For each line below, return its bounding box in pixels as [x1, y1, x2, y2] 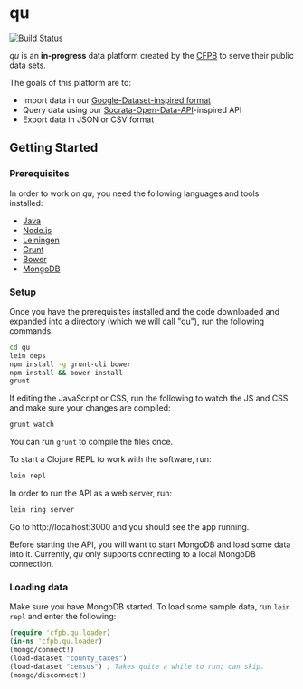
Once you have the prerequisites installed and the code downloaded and [9, 306, 280, 316]
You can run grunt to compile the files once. [9, 437, 174, 448]
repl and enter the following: [9, 611, 117, 622]
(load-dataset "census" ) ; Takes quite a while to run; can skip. [9, 662, 265, 671]
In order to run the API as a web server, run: [9, 487, 173, 499]
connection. [9, 558, 54, 569]
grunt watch [9, 420, 54, 429]
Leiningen [22, 234, 61, 245]
